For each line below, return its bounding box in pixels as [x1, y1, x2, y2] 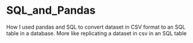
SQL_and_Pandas [6, 4, 96, 17]
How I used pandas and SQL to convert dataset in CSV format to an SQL [6, 23, 186, 30]
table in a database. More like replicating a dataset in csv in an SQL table [6, 29, 187, 36]
